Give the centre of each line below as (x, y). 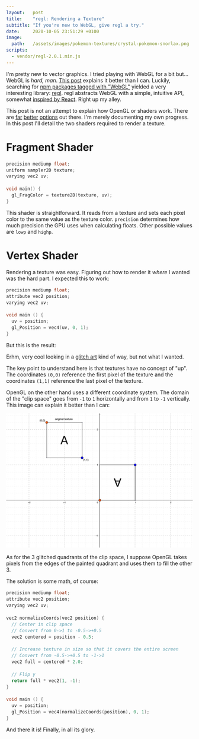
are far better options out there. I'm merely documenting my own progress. (97, 117)
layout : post (25, 12)
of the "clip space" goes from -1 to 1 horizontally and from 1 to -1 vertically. (98, 398)
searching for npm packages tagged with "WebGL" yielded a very (86, 87)
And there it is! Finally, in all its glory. (51, 730)
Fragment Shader (50, 147)
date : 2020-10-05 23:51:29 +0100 (53, 31)
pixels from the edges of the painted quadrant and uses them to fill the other (99, 563)
